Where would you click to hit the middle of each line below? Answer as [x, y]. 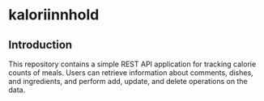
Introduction [40, 45]
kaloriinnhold [54, 15]
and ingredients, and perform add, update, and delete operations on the [128, 81]
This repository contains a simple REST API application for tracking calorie [132, 64]
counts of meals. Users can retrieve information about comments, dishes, [131, 73]
